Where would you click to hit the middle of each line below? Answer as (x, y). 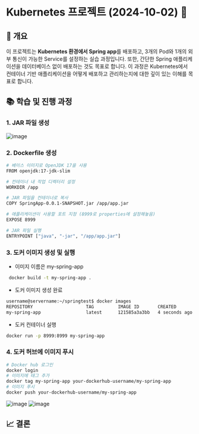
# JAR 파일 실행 (24, 230)
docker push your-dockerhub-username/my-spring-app (71, 393)
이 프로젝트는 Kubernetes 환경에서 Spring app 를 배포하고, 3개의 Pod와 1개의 (97, 51)
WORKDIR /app (22, 187)
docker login (22, 370)
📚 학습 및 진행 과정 (39, 102)
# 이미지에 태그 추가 (28, 376)
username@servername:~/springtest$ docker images (69, 301)
